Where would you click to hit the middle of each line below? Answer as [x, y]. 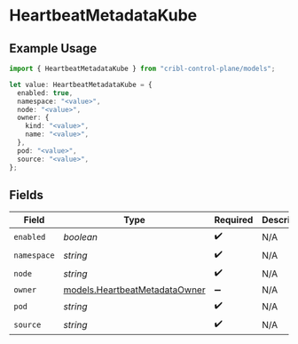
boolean [81, 236]
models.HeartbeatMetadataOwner [134, 290]
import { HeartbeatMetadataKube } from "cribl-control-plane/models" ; [142, 68]
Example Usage [53, 48]
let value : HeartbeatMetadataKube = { [81, 84]
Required [234, 220]
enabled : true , [45, 93]
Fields [27, 195]
